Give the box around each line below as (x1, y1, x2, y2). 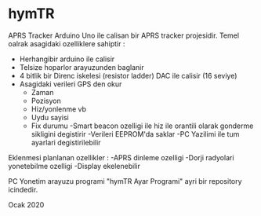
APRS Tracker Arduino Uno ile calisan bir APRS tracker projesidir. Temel (8, 31, 240, 40)
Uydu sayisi (31, 112, 69, 122)
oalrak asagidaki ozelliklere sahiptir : (8, 38, 125, 48)
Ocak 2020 (8, 200, 45, 209)
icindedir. (8, 185, 38, 194)
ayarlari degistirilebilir (31, 137, 101, 147)
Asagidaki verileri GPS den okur (19, 79, 122, 89)
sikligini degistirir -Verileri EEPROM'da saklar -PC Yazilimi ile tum (31, 129, 240, 138)
